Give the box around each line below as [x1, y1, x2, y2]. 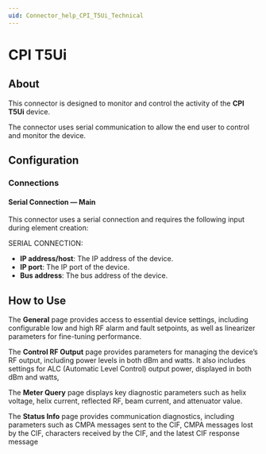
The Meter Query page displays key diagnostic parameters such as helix [8, 387, 247, 397]
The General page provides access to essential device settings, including [8, 314, 249, 324]
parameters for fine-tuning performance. [8, 331, 141, 341]
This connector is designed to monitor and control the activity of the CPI [8, 98, 245, 108]
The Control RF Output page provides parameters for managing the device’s [8, 347, 258, 356]
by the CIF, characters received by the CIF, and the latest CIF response [8, 428, 240, 437]
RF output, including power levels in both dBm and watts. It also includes [8, 355, 246, 365]
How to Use [8, 294, 67, 307]
